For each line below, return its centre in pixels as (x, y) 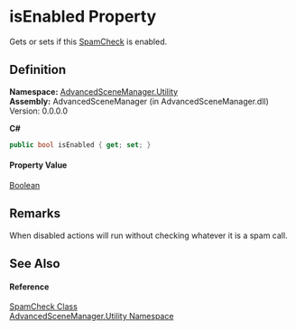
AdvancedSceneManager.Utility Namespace (92, 316)
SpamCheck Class (44, 307)
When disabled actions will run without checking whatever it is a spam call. (148, 235)
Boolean (25, 185)
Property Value (38, 165)
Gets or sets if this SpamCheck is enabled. (88, 41)
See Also (35, 264)
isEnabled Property (83, 17)
